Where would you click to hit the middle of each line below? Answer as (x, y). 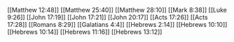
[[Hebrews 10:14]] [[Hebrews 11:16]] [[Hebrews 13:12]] (85, 32)
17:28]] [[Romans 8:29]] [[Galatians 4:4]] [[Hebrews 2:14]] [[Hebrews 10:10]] (117, 24)
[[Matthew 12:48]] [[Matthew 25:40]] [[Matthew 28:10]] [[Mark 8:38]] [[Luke (117, 10)
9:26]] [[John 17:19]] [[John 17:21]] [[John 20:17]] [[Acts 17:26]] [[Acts (108, 17)
